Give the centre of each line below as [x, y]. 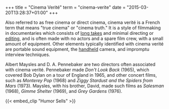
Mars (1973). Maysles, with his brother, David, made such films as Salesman [85, 86]
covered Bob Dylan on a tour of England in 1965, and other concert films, [81, 75]
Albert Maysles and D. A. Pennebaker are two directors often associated [80, 64]
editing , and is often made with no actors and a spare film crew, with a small [84, 38]
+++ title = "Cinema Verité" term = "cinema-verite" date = [66, 7]
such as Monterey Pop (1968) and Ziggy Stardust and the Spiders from [79, 80]
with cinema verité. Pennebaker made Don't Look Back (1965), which [77, 70]
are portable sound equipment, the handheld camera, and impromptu [77, 49]
